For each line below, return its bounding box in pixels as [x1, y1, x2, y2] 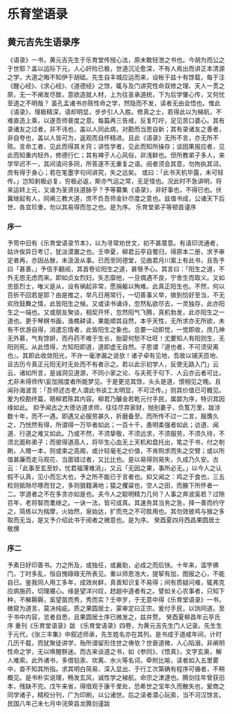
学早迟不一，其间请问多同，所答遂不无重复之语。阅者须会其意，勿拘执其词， [7, 160, 225, 168]
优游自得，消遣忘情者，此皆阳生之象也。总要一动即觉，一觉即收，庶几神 [19, 325, 225, 334]
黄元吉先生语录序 [7, 36, 80, 48]
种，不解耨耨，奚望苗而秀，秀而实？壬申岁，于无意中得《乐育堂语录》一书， [7, 595, 225, 603]
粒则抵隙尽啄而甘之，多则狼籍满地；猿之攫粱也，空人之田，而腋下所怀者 [7, 481, 213, 490]
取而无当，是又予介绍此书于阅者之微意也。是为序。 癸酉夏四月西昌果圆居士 [7, 516, 221, 524]
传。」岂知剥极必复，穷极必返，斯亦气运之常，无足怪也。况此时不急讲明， [7, 177, 216, 185]
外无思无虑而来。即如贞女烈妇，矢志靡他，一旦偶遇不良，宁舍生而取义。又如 [7, 274, 225, 282]
